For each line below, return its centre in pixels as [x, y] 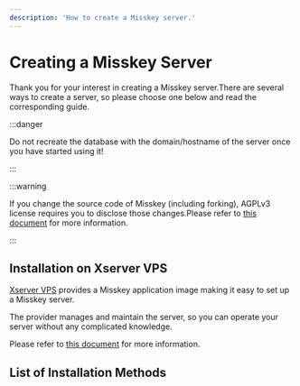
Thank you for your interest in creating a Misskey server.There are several [147, 87]
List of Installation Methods [88, 372]
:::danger [26, 124]
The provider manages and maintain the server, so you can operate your [144, 317]
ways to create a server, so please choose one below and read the [133, 96]
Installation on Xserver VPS [89, 268]
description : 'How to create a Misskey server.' [103, 18]
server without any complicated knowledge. [91, 326]
